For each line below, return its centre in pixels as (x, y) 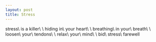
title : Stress (20, 14)
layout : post (19, 10)
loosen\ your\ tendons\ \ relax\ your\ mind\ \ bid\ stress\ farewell (73, 34)
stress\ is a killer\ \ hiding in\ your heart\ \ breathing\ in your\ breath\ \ (78, 28)
